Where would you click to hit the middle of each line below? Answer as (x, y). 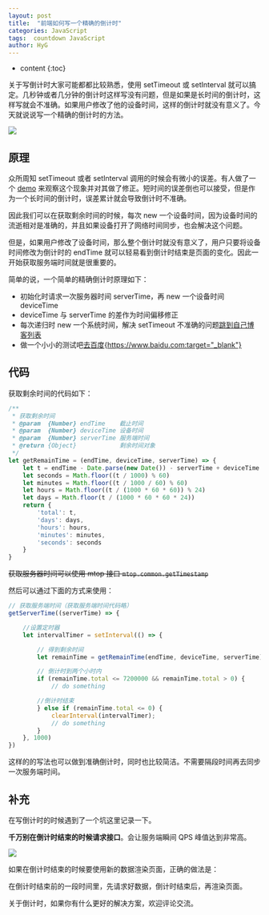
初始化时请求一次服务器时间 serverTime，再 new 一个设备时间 (122, 296)
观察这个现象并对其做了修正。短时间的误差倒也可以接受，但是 (147, 188)
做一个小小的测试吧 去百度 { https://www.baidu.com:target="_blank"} (130, 344)
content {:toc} (43, 68)
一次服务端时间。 (36, 772)
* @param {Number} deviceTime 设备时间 (78, 431)
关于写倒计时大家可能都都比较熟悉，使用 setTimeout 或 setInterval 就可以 (129, 85)
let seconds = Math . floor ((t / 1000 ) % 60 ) (96, 476)
